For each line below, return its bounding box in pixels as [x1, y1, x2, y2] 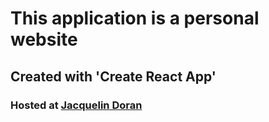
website [10, 28, 78, 51]
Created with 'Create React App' [10, 68, 217, 85]
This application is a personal [10, 7, 260, 30]
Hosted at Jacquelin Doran [10, 98, 143, 112]
